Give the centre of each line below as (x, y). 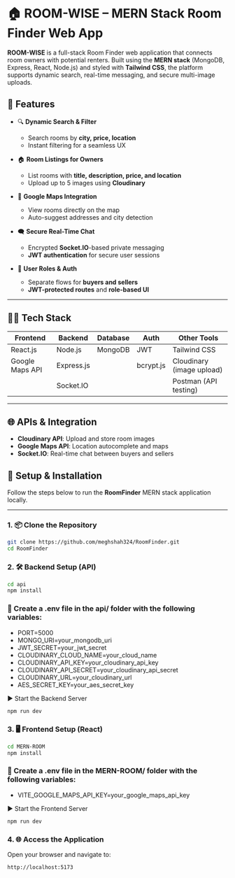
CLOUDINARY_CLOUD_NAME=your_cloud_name (87, 655)
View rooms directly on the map (74, 210)
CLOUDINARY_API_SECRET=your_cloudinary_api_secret (98, 670)
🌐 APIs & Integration (52, 422)
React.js (24, 349)
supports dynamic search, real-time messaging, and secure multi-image (111, 75)
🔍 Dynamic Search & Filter (57, 121)
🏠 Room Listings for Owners (60, 159)
